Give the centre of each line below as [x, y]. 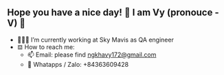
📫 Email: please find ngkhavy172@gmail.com [92, 55]
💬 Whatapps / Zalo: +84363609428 [78, 64]
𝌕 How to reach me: [46, 47]
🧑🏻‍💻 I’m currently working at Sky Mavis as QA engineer [95, 40]
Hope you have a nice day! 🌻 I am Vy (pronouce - [113, 13]
